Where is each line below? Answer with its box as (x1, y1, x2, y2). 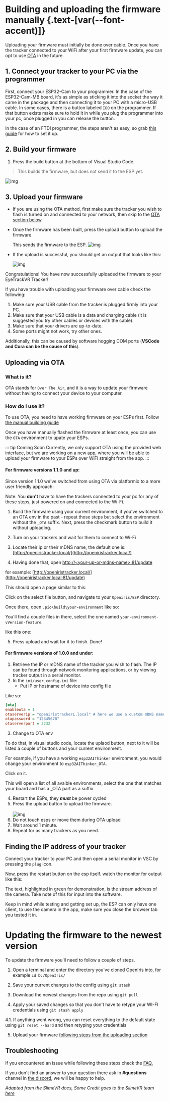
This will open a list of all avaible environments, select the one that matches (5, 780, 162, 786)
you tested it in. (5, 912, 37, 918)
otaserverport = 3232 (5, 721, 51, 726)
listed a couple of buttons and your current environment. (5, 745, 122, 751)
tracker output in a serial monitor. (12, 672, 81, 678)
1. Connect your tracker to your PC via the (5, 67, 138, 76)
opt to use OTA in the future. (5, 52, 64, 59)
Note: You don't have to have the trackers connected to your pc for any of (5, 493, 159, 499)
